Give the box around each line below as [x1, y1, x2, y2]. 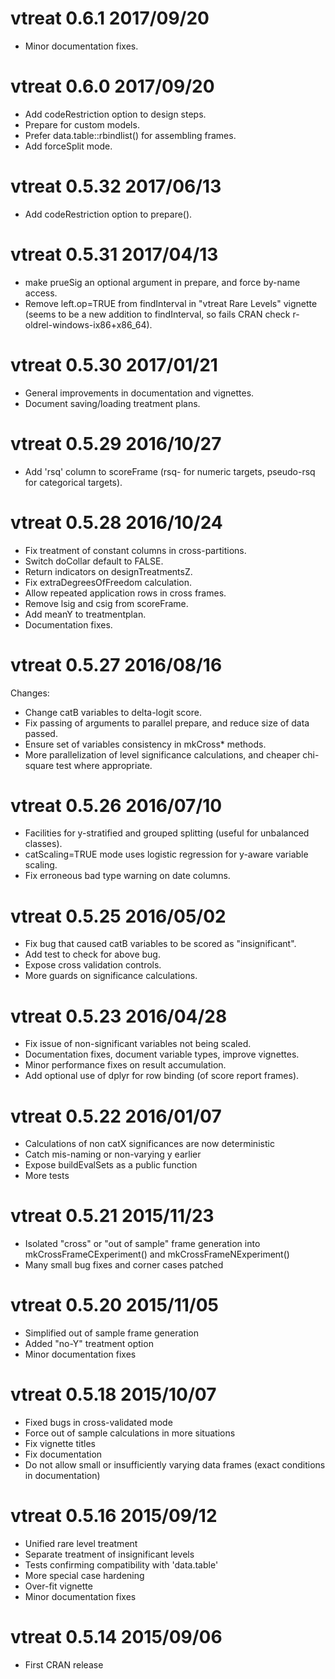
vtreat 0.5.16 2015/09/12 [10, 1505, 218, 1527]
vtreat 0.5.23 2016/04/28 [10, 1005, 228, 1027]
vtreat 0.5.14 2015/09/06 [10, 1626, 223, 1649]
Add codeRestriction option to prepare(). [24, 208, 193, 220]
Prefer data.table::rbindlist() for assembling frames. [24, 129, 237, 141]
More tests [24, 1170, 70, 1182]
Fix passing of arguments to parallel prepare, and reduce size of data [24, 717, 310, 729]
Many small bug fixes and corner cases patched [24, 1259, 224, 1271]
